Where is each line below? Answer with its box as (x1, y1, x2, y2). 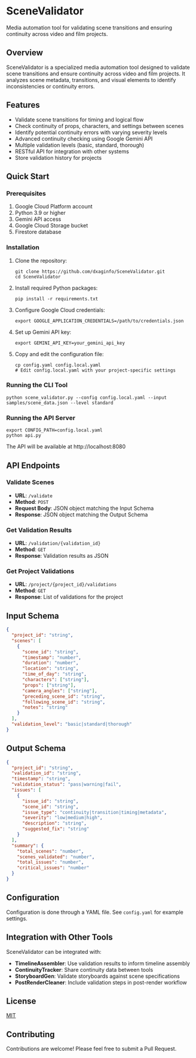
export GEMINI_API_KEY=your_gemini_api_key (14, 340, 125, 346)
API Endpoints (6, 460, 60, 470)
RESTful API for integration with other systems (14, 148, 130, 155)
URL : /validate (14, 492, 53, 499)
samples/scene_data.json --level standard (6, 400, 114, 406)
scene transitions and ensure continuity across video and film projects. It (6, 70, 185, 77)
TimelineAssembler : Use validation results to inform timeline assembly (14, 959, 190, 967)
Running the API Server (6, 414, 76, 422)
